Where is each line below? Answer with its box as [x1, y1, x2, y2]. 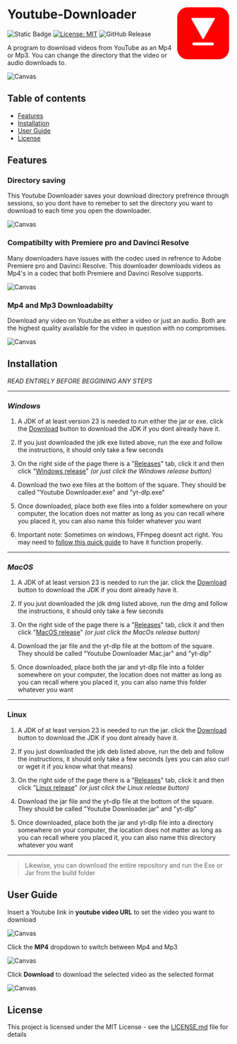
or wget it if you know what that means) [17, 762, 133, 771]
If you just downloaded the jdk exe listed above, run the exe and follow [17, 438, 223, 447]
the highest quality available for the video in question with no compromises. [7, 324, 227, 333]
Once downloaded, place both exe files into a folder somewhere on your [17, 502, 228, 511]
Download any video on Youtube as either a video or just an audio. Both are [7, 316, 226, 325]
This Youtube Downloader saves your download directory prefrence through [7, 191, 229, 200]
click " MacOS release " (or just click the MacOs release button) [17, 628, 200, 636]
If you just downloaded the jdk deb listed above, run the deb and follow [17, 747, 224, 755]
